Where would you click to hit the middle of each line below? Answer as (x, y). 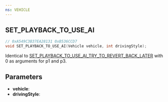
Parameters (24, 77)
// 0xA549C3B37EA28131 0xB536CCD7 (41, 41)
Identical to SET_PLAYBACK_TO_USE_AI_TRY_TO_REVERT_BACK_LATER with (84, 56)
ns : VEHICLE (18, 10)
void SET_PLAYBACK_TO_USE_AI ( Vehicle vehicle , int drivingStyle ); (76, 46)
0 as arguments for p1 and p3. (36, 61)
